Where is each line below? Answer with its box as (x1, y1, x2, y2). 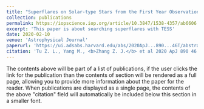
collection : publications (6, 15, 72, 21)
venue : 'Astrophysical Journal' (6, 37, 88, 43)
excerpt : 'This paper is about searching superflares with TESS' (6, 25, 175, 32)
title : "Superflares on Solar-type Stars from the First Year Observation (6, 8, 200, 15)
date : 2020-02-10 (6, 31, 50, 38)
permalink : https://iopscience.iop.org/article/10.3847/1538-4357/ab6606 (6, 20, 197, 26)
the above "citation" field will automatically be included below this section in (6, 90, 197, 97)
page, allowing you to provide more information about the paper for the (6, 78, 184, 85)
